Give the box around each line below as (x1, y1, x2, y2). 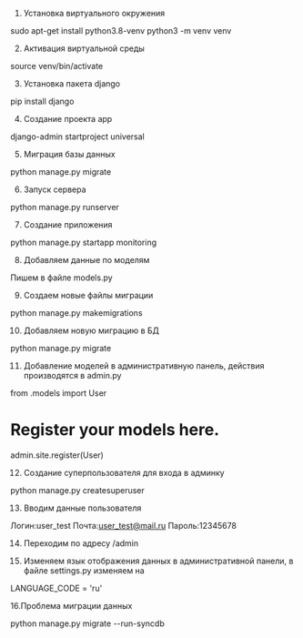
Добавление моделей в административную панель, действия (23, 360, 265, 371)
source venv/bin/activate (10, 61, 104, 71)
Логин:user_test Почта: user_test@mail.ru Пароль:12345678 (10, 520, 237, 531)
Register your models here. (10, 420, 220, 441)
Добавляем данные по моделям (23, 255, 150, 265)
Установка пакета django (23, 78, 121, 89)
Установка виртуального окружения (23, 8, 166, 18)
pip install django (10, 96, 75, 106)
